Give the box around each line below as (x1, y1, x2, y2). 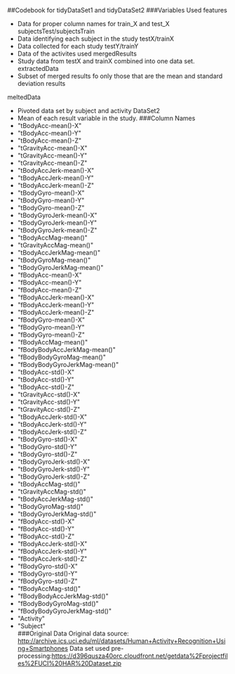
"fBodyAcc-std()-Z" (17, 532, 75, 540)
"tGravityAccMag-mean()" (17, 241, 93, 249)
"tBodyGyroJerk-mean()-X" (17, 211, 98, 219)
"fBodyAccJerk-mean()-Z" (17, 309, 95, 316)
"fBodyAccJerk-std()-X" (17, 540, 88, 547)
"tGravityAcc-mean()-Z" (17, 159, 88, 167)
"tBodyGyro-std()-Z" (17, 450, 78, 458)
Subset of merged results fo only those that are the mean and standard (17, 72, 223, 80)
